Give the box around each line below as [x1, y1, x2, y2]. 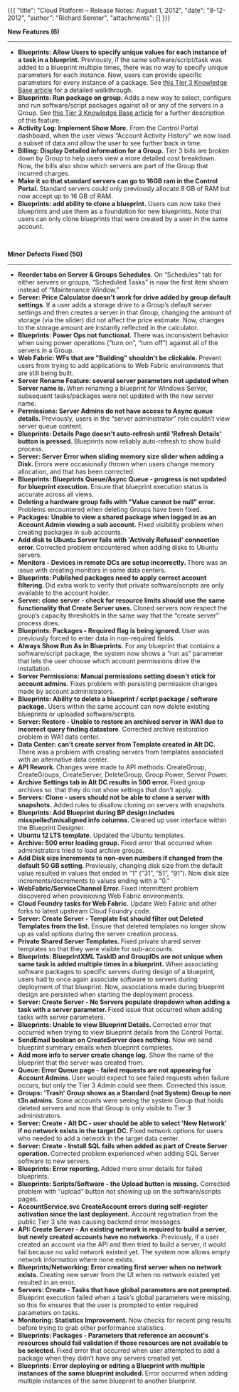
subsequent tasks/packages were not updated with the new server [17, 391, 214, 400]
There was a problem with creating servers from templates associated [17, 748, 224, 756]
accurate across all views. [17, 490, 95, 498]
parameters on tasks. [17, 1309, 80, 1316]
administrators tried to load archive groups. [17, 846, 144, 854]
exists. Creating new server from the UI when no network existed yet [17, 1271, 221, 1279]
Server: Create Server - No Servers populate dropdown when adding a [17, 998, 230, 1006]
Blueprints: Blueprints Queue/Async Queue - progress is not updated [17, 475, 226, 483]
